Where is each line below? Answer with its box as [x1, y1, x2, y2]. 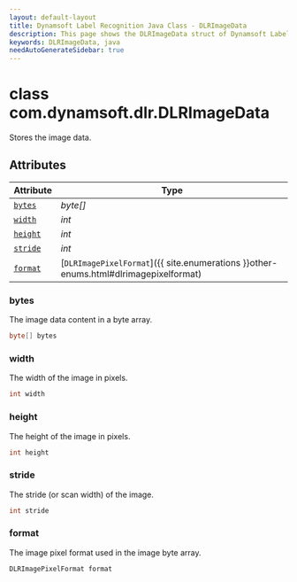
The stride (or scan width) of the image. [9, 489, 155, 500]
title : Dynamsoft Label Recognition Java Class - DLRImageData [9, 21, 247, 30]
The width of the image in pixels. [9, 373, 128, 384]
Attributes [9, 158, 66, 173]
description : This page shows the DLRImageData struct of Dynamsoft [9, 29, 267, 38]
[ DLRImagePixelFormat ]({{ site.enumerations [60, 256, 241, 268]
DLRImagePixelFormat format [9, 564, 113, 573]
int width [9, 390, 46, 399]
